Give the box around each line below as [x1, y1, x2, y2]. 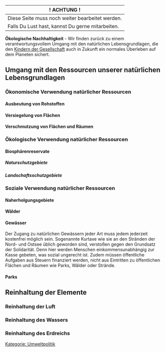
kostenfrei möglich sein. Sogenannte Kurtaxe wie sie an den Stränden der [5, 236, 155, 242]
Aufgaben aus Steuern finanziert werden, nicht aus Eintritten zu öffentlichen [5, 257, 160, 263]
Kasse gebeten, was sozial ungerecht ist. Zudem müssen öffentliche [5, 252, 145, 258]
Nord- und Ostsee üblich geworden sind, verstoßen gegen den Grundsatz [5, 241, 156, 248]
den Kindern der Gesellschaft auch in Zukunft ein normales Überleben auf [5, 46, 156, 52]
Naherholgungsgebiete [5, 197, 55, 203]
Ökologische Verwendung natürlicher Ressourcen [5, 136, 128, 143]
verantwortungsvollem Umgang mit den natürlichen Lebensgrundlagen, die [5, 41, 159, 47]
